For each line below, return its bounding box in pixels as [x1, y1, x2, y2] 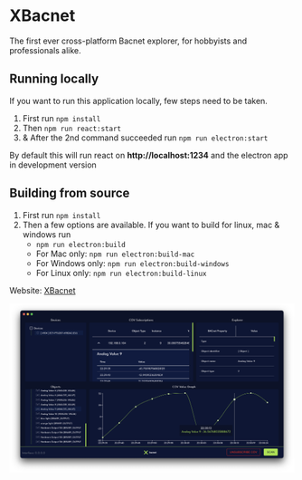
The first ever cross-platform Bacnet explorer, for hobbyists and [9, 35, 248, 46]
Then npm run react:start [22, 122, 122, 133]
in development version [9, 159, 97, 170]
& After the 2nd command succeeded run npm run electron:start [22, 132, 269, 143]
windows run [22, 228, 71, 240]
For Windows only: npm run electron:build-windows [35, 257, 230, 268]
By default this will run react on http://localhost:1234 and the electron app [9, 149, 288, 160]
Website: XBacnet [9, 284, 76, 295]
